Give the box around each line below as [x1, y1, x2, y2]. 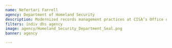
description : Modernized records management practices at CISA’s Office [5, 17, 164, 22]
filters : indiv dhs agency [5, 21, 63, 27]
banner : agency [5, 31, 38, 36]
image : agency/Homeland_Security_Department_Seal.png [5, 26, 123, 31]
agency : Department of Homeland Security [5, 12, 95, 17]
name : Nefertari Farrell [5, 7, 58, 13]
